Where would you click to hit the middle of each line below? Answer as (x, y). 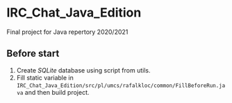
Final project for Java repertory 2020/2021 (67, 32)
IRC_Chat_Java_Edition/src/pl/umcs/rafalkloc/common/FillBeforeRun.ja (121, 85)
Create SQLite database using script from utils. (83, 70)
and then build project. (57, 92)
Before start (33, 54)
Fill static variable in (45, 77)
